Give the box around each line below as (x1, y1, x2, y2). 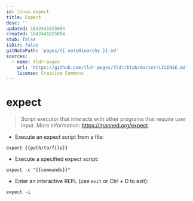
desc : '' (6, 20, 28, 26)
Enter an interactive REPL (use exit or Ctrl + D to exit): (14, 178, 149, 185)
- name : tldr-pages (11, 59, 60, 65)
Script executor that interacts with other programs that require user (20, 115, 186, 123)
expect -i (6, 189, 31, 195)
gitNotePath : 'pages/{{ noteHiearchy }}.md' (6, 48, 119, 54)
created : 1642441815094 (6, 31, 66, 37)
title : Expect (6, 14, 42, 20)
